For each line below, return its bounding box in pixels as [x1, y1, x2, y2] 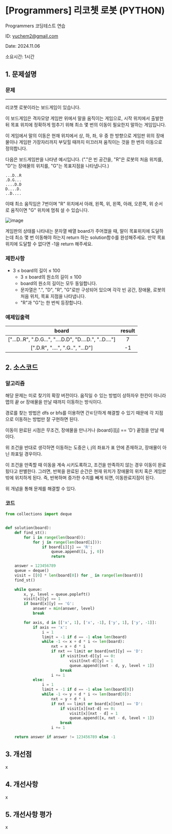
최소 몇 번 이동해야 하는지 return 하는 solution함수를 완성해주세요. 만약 [14, 234, 156, 240]
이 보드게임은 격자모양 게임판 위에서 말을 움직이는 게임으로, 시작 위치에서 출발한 [5, 115, 164, 121]
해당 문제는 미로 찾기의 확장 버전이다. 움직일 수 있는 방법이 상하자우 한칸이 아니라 [5, 392, 166, 398]
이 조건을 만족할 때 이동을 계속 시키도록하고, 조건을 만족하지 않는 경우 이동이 [5, 461, 157, 468]
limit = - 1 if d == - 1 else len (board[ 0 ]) [41, 687, 134, 692]
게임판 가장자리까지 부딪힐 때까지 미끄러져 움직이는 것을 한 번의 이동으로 [18, 139, 163, 145]
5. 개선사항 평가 [5, 810, 52, 819]
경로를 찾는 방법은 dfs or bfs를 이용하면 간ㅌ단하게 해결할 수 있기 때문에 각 [5, 410, 154, 416]
